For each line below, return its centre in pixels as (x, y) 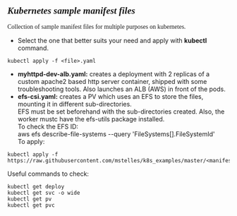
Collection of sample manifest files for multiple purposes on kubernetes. (97, 27)
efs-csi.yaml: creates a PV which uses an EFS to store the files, (110, 97)
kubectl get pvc (31, 205)
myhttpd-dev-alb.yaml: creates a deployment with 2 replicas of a (114, 74)
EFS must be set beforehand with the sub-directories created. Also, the (121, 112)
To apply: (31, 142)
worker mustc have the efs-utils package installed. (91, 119)
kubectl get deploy (36, 187)
